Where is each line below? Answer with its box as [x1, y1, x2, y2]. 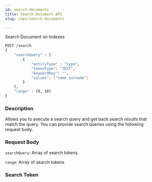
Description [5, 105, 34, 112]
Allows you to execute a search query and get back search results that [5, 116, 147, 122]
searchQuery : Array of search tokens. [5, 150, 79, 156]
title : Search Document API [5, 12, 63, 17]
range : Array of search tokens [5, 159, 65, 165]
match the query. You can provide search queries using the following [5, 121, 144, 127]
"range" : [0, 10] [14, 89, 51, 94]
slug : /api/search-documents [5, 16, 65, 21]
